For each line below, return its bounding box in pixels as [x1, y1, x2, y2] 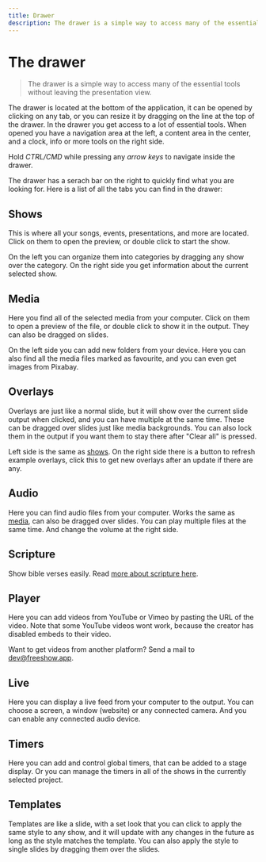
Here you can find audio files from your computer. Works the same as [8, 508, 235, 517]
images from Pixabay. [8, 362, 79, 372]
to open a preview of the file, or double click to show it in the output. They [8, 322, 249, 331]
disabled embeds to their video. [8, 630, 112, 639]
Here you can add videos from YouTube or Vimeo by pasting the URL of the [8, 612, 254, 623]
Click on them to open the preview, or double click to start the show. [8, 237, 230, 247]
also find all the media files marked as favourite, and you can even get [8, 354, 237, 363]
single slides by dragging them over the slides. [8, 844, 161, 853]
